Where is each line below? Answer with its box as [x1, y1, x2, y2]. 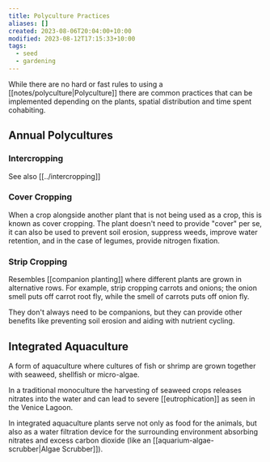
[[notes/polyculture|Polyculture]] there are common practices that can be [8, 88, 253, 97]
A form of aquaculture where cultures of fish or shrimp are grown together [8, 361, 256, 370]
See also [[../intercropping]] [8, 171, 101, 181]
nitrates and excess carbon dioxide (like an [8, 435, 151, 445]
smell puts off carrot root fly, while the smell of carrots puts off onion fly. [8, 292, 250, 302]
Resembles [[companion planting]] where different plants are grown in [8, 275, 243, 284]
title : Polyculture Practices [8, 11, 111, 20]
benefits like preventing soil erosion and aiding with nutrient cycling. [8, 316, 235, 326]
